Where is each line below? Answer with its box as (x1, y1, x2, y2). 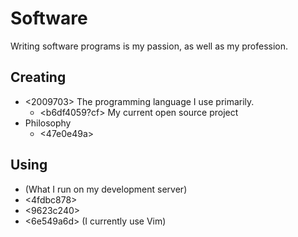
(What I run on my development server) (24, 183, 188, 195)
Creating (10, 69, 67, 86)
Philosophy (24, 117, 72, 129)
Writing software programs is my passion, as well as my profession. (10, 40, 289, 52)
